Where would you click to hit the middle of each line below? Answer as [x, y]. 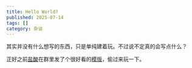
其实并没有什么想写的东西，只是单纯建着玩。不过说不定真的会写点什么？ [97, 46]
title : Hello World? [33, 12]
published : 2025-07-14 [35, 17]
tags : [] [17, 23]
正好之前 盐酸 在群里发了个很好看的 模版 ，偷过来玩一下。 [75, 59]
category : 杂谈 [25, 29]
